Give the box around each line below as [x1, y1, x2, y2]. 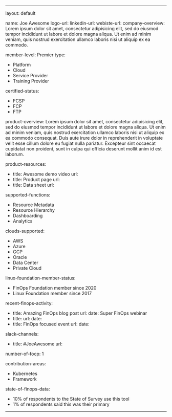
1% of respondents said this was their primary [12, 401, 110, 407]
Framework [12, 376, 37, 382]
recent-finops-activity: [5, 300, 53, 306]
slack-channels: [5, 331, 39, 337]
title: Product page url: [12, 177, 60, 182]
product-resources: [5, 161, 47, 167]
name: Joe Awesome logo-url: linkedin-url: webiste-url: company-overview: [5, 20, 165, 26]
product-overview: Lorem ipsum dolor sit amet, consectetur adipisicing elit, [5, 119, 164, 124]
